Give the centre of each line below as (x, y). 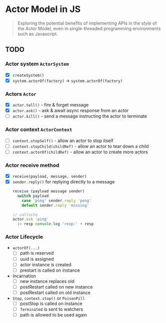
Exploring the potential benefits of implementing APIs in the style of (87, 23)
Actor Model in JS (43, 9)
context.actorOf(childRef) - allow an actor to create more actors (80, 152)
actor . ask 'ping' (31, 220)
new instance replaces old (47, 281)
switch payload (33, 196)
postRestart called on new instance (56, 287)
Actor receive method (32, 165)
